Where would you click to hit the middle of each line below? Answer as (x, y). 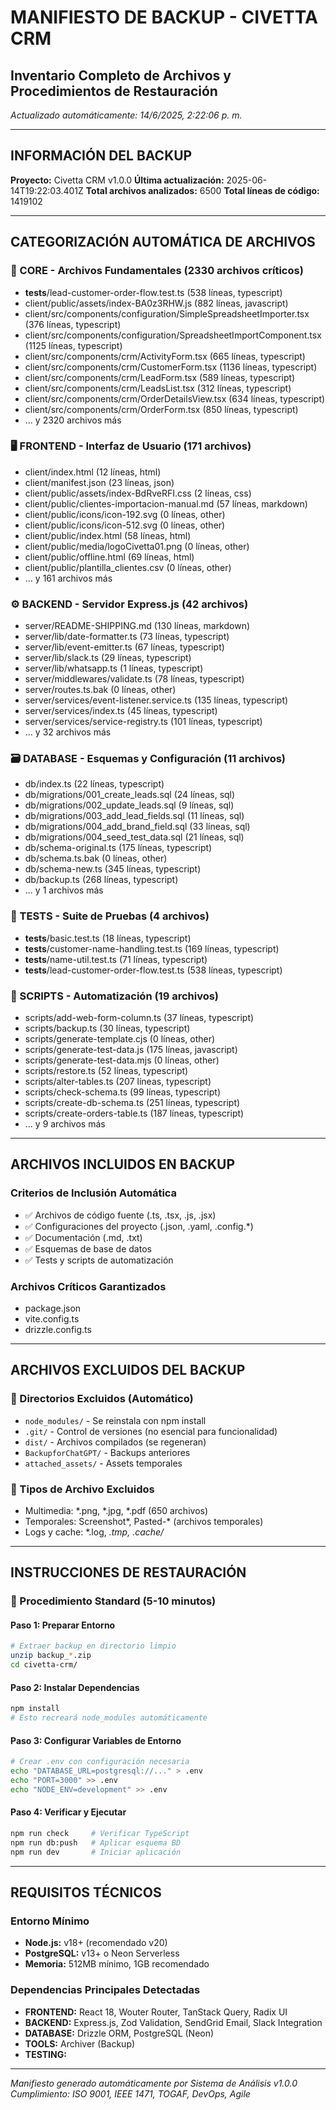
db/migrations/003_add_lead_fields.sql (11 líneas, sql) (134, 816)
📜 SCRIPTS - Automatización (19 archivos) (115, 996)
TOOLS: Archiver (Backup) (80, 2043)
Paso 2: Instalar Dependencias (75, 1687)
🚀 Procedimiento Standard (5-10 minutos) (113, 1601)
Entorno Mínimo (50, 1921)
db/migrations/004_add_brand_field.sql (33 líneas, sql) (137, 827)
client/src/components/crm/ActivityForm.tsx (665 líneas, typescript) (165, 356)
